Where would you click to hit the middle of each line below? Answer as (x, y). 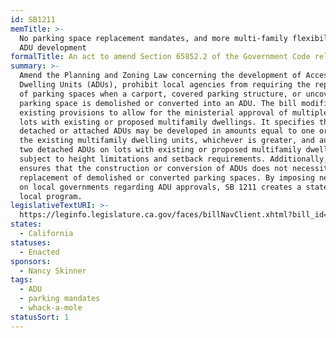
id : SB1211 (33, 19)
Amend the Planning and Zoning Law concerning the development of (160, 76)
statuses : (31, 242)
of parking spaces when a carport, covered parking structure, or (160, 94)
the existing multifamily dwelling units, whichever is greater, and (167, 141)
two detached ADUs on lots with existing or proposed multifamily (160, 150)
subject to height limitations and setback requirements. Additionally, (174, 159)
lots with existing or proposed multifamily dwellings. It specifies (167, 122)
